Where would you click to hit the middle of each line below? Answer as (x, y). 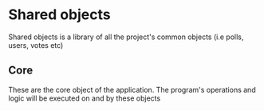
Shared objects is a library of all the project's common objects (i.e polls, (126, 37)
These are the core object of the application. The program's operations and (132, 89)
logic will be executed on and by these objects (85, 98)
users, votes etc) (36, 45)
